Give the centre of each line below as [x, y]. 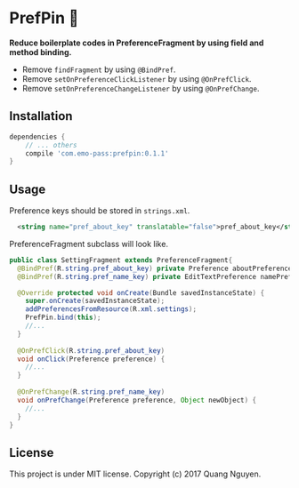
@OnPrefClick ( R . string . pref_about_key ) [91, 350]
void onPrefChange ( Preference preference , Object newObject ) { [137, 400]
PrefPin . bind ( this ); [63, 318]
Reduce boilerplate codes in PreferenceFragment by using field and [137, 43]
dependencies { [37, 137]
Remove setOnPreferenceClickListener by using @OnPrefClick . [137, 78]
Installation [41, 116]
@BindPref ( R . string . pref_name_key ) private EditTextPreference [137, 276]
